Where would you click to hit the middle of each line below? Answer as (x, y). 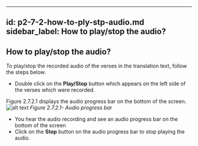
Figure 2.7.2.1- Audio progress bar (71, 108)
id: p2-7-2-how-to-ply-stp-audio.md (75, 22)
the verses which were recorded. (55, 90)
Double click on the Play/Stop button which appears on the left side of (100, 84)
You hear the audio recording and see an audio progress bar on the (96, 119)
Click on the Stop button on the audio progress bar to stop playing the (100, 132)
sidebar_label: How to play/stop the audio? (86, 32)
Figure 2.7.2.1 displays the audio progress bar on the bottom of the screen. (96, 102)
